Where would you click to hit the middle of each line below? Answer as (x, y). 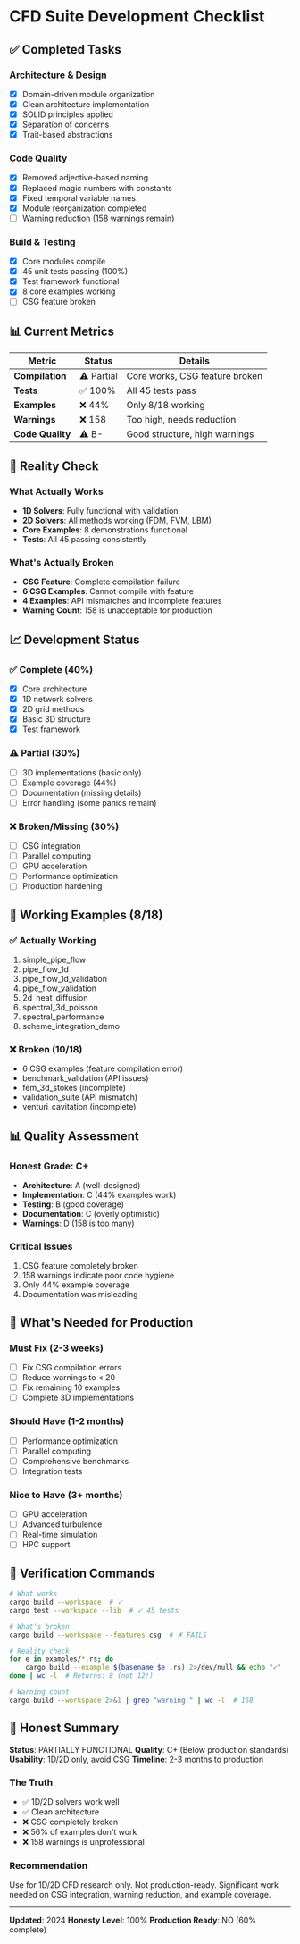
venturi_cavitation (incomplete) (79, 1107)
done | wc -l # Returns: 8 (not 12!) (81, 1676)
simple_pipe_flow (54, 960)
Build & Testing (42, 241)
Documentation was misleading (80, 1295)
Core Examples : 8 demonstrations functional (104, 530)
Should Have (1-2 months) (67, 1421)
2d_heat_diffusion (55, 998)
